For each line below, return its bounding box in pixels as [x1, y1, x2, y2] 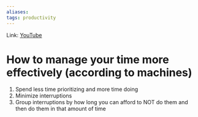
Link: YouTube [6, 31, 42, 38]
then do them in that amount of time [15, 105, 106, 113]
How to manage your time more [6, 52, 170, 66]
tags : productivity [6, 15, 56, 21]
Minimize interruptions [15, 92, 72, 99]
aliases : [6, 9, 29, 15]
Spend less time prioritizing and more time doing [15, 86, 139, 93]
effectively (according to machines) [6, 65, 192, 79]
